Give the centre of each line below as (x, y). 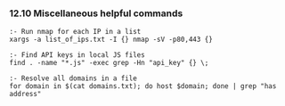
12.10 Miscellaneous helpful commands (96, 13)
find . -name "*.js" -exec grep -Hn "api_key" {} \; (109, 63)
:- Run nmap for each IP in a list (75, 32)
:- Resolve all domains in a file (73, 78)
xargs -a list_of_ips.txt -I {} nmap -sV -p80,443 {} (111, 40)
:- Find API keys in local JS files (77, 55)
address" (25, 94)
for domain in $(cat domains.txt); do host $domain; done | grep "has (143, 86)
